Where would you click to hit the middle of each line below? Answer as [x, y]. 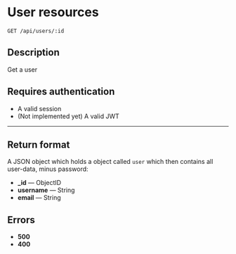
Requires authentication [61, 92]
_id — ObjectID [39, 183]
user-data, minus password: [48, 169]
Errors [21, 220]
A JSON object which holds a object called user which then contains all [110, 162]
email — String [39, 198]
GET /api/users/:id [36, 31]
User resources [53, 12]
